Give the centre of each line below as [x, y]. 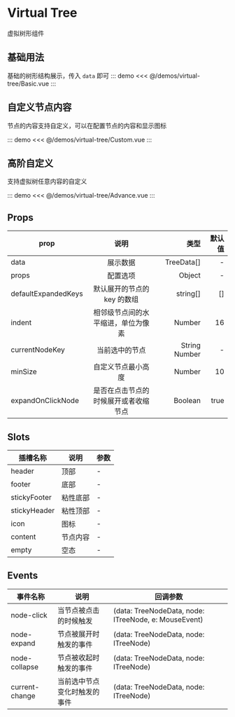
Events [23, 576]
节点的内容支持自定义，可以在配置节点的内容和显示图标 [87, 125]
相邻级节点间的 [118, 313]
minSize [24, 371]
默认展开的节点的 [121, 289]
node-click [29, 615]
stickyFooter [31, 497]
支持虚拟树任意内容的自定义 [47, 182]
